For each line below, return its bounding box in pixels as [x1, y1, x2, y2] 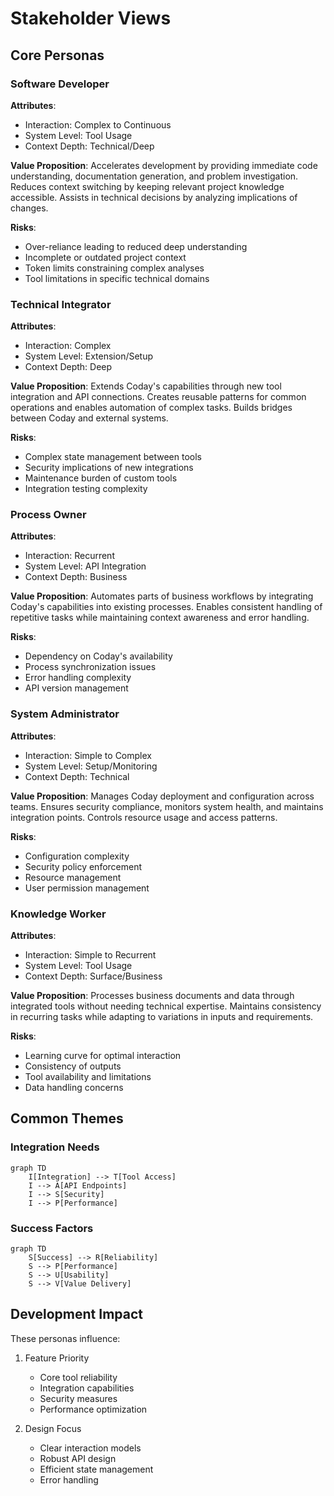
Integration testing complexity [24, 483, 148, 495]
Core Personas [10, 47, 105, 64]
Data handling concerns [24, 1082, 124, 1094]
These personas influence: [10, 1332, 121, 1344]
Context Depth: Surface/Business [24, 970, 163, 982]
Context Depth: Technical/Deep [24, 140, 155, 152]
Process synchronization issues [24, 661, 157, 673]
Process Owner [10, 508, 87, 522]
